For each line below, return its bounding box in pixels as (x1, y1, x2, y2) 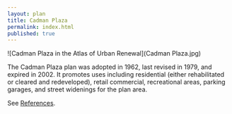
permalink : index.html (7, 23, 74, 30)
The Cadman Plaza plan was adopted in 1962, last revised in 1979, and (7, 63, 212, 71)
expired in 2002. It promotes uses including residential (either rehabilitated (7, 70, 225, 79)
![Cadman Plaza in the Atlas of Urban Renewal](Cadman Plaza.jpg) (7, 49, 202, 58)
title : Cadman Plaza (7, 17, 69, 24)
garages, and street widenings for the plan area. (7, 85, 148, 94)
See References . (7, 99, 56, 108)
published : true (7, 30, 55, 37)
